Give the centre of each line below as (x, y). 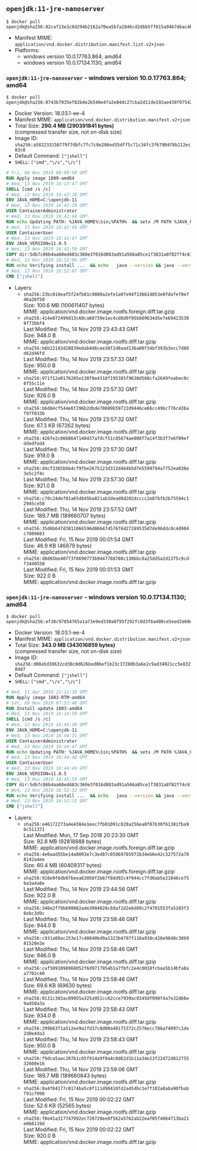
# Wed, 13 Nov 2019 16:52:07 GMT (47, 271)
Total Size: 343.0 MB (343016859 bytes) (65, 645)
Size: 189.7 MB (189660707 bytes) (64, 515)
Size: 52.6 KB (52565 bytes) (57, 1106)
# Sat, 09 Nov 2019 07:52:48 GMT (47, 703)
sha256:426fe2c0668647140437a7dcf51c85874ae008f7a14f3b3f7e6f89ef (106, 438)
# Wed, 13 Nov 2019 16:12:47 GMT (47, 184)
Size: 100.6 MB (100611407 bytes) (64, 305)
